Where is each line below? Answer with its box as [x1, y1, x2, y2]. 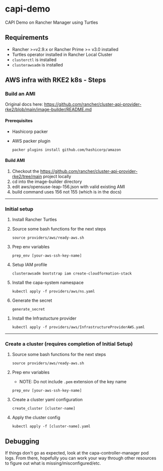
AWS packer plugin [12, 138, 51, 144]
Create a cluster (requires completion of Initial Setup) [5, 341, 133, 347]
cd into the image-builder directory [12, 179, 82, 184]
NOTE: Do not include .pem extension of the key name [19, 379, 127, 385]
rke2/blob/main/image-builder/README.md [5, 107, 92, 113]
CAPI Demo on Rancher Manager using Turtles [5, 19, 98, 25]
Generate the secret [12, 297, 52, 304]
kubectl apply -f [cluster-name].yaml [12, 424, 91, 429]
